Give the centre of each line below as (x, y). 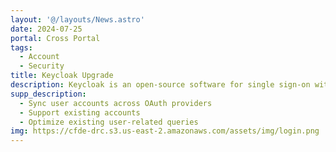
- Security (42, 66)
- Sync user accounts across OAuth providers (116, 103)
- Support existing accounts (80, 112)
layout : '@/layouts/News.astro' (77, 19)
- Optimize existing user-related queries (109, 122)
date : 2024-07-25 (46, 29)
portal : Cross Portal (55, 38)
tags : (21, 47)
